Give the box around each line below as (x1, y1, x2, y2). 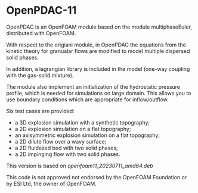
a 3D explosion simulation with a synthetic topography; (14, 119, 150, 126)
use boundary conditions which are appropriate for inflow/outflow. (6, 96, 169, 103)
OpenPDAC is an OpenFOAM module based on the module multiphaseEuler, (6, 23, 193, 30)
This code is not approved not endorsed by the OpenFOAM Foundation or (6, 173, 187, 180)
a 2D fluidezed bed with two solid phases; (14, 144, 118, 151)
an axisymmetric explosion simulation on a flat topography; (14, 132, 160, 139)
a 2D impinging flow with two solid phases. (14, 150, 120, 158)
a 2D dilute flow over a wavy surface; (14, 138, 107, 145)
